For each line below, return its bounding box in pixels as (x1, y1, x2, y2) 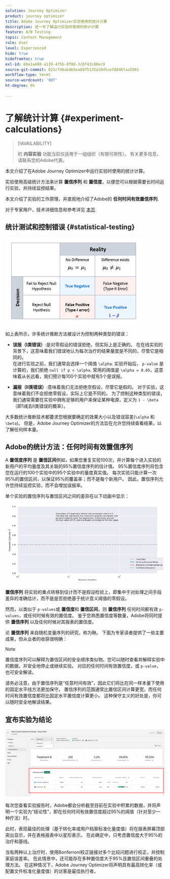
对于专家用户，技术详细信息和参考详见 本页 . (5, 206, 97, 212)
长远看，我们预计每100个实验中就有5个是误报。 (26, 373, 125, 379)
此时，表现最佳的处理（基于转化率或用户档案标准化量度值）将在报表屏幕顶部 (5, 825, 165, 831)
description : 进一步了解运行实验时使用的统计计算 (5, 24, 99, 29)
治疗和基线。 (5, 838, 32, 844)
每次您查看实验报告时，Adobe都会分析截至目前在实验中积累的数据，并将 (5, 802, 157, 808)
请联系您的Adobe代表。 (17, 157, 67, 163)
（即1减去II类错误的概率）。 (12, 403, 68, 409)
